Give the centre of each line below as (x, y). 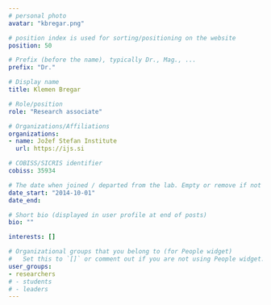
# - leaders (28, 289)
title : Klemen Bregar (45, 90)
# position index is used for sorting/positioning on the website (122, 38)
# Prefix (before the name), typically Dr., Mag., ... (102, 60)
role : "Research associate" (56, 111)
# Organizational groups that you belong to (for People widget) (120, 252)
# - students (30, 282)
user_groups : (30, 266)
